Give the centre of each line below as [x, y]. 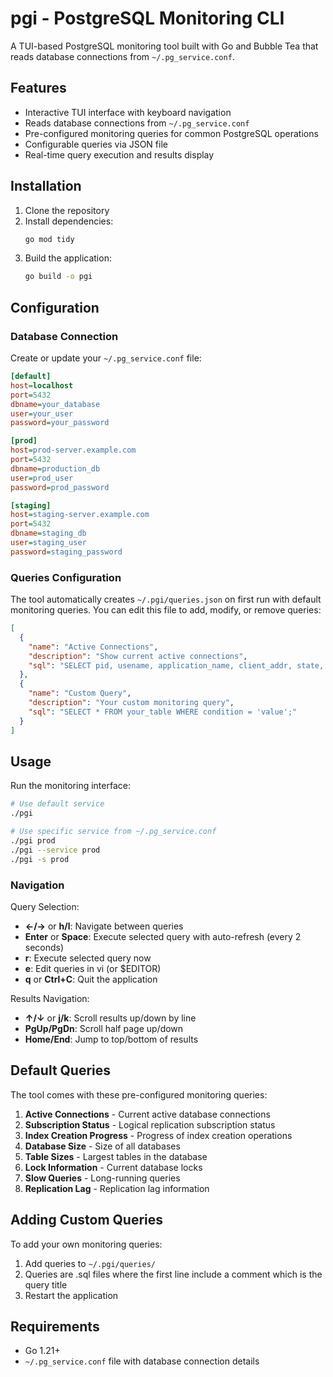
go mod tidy [49, 239]
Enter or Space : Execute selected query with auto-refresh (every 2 [163, 936]
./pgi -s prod [40, 859]
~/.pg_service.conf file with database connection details [142, 1361]
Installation [46, 186]
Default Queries [61, 1070]
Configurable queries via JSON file [96, 144]
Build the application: [68, 258]
